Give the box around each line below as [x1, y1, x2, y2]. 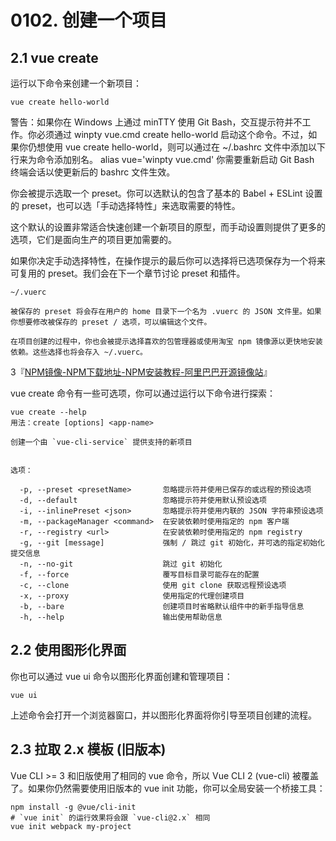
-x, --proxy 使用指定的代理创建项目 [19, 591, 245, 601]
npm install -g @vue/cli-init [10, 802, 137, 812]
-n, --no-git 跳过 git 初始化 [19, 559, 223, 569]
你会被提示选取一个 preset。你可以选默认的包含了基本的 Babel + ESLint [10, 187, 303, 199]
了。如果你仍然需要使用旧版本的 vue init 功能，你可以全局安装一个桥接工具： [10, 782, 326, 794]
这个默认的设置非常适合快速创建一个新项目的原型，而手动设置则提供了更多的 [10, 221, 326, 233]
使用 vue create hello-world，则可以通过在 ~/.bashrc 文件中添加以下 [44, 141, 326, 153]
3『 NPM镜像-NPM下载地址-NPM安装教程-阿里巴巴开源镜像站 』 [10, 366, 273, 378]
